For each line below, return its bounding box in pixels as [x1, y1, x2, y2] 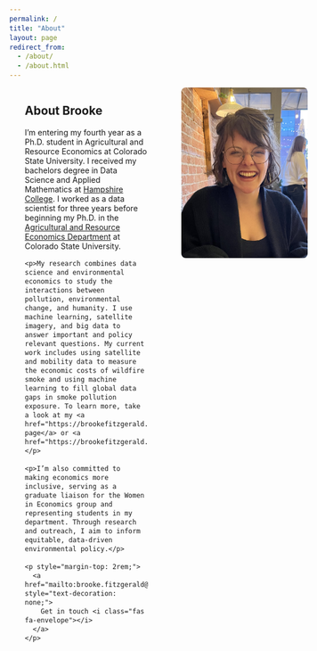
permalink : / [9, 14, 58, 23]
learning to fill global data [24, 383, 137, 392]
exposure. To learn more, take [24, 401, 141, 410]
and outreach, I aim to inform [24, 526, 141, 535]
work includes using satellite [24, 348, 141, 357]
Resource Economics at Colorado [24, 145, 148, 156]
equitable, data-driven [24, 535, 113, 544]
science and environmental [24, 268, 125, 276]
